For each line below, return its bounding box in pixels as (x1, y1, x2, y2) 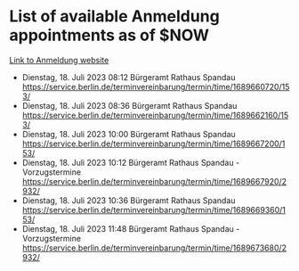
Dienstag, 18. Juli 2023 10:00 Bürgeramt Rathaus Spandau (21, 128, 236, 139)
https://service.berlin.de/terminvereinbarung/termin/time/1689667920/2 (21, 176, 287, 186)
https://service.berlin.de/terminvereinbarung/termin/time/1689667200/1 (21, 138, 286, 149)
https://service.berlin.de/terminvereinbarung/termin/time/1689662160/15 (21, 110, 289, 120)
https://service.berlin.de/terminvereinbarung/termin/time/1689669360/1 (21, 204, 287, 215)
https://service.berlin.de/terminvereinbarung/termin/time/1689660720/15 (21, 81, 290, 92)
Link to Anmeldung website (9, 54, 109, 65)
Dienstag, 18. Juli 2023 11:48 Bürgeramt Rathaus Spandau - (21, 223, 240, 234)
